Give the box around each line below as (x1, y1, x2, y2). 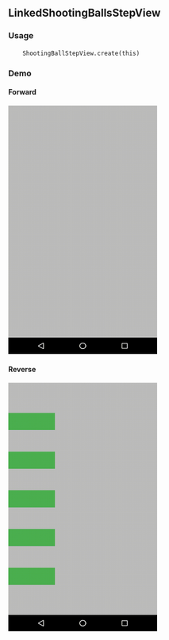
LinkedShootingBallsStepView (8, 6, 161, 20)
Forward (8, 87, 37, 97)
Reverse (8, 365, 36, 374)
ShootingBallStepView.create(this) (22, 49, 140, 57)
